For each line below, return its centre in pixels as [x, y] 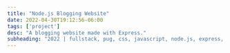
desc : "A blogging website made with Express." [77, 33]
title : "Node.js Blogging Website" [58, 13]
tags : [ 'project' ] [33, 26]
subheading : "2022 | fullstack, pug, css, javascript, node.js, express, [116, 39]
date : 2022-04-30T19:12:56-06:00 [55, 20]
